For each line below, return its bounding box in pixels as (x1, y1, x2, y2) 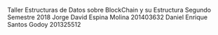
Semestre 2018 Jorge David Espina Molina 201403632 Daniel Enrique (7, 13, 208, 21)
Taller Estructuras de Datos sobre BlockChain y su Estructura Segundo (7, 6, 212, 14)
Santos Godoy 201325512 (7, 21, 81, 28)
